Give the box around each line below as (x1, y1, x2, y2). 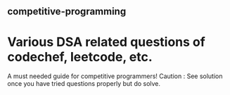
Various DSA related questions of (7, 34, 205, 50)
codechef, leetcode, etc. (7, 49, 153, 65)
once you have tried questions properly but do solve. (7, 80, 160, 88)
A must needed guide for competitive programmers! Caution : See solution (7, 72, 223, 80)
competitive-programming (7, 6, 127, 18)
